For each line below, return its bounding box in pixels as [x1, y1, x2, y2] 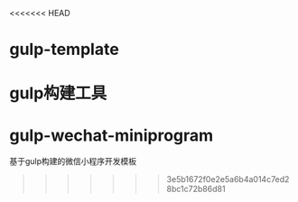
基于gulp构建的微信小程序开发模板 [9, 156, 137, 167]
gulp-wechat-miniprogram [9, 125, 214, 145]
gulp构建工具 [9, 83, 107, 104]
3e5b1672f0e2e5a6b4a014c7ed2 [166, 174, 290, 185]
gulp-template [9, 40, 119, 60]
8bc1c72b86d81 [166, 184, 226, 195]
